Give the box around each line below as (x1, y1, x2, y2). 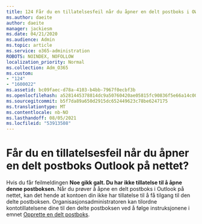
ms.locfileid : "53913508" (6, 121, 71, 127)
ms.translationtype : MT (6, 103, 66, 110)
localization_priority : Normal (6, 59, 85, 65)
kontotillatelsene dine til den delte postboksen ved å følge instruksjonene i (6, 205, 190, 212)
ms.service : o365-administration (6, 48, 90, 54)
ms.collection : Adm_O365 (6, 64, 69, 71)
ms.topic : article (6, 43, 52, 49)
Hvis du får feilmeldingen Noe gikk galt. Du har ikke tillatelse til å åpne (6, 179, 182, 186)
